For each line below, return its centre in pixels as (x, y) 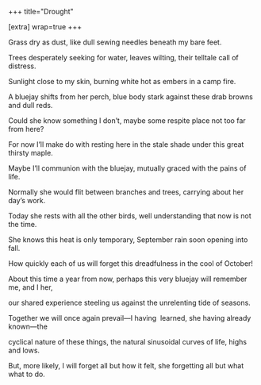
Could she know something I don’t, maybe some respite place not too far (127, 121)
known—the (28, 326)
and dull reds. (31, 105)
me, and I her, (31, 287)
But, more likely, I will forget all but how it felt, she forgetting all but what (126, 366)
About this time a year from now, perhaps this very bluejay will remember (128, 279)
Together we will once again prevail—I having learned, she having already (130, 318)
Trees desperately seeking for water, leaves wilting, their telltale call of (124, 58)
